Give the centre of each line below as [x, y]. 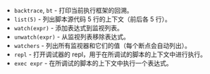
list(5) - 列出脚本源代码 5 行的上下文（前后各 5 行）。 [92, 19]
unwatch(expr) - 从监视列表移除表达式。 [72, 37]
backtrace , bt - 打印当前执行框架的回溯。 [73, 10]
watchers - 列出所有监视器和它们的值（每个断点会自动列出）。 [103, 45]
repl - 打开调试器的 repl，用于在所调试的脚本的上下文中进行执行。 [110, 54]
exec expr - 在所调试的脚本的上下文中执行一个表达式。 [93, 63]
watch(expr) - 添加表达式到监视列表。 [68, 28]
